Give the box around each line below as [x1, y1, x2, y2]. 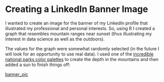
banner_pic [5, 71, 28, 77]
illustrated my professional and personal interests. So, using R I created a [5, 25, 156, 31]
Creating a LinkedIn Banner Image [5, 3, 149, 15]
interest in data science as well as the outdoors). [5, 36, 105, 42]
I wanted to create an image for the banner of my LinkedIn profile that [5, 20, 148, 26]
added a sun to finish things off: [5, 61, 71, 67]
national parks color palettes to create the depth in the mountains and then [5, 56, 159, 62]
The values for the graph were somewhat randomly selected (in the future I [5, 45, 160, 51]
